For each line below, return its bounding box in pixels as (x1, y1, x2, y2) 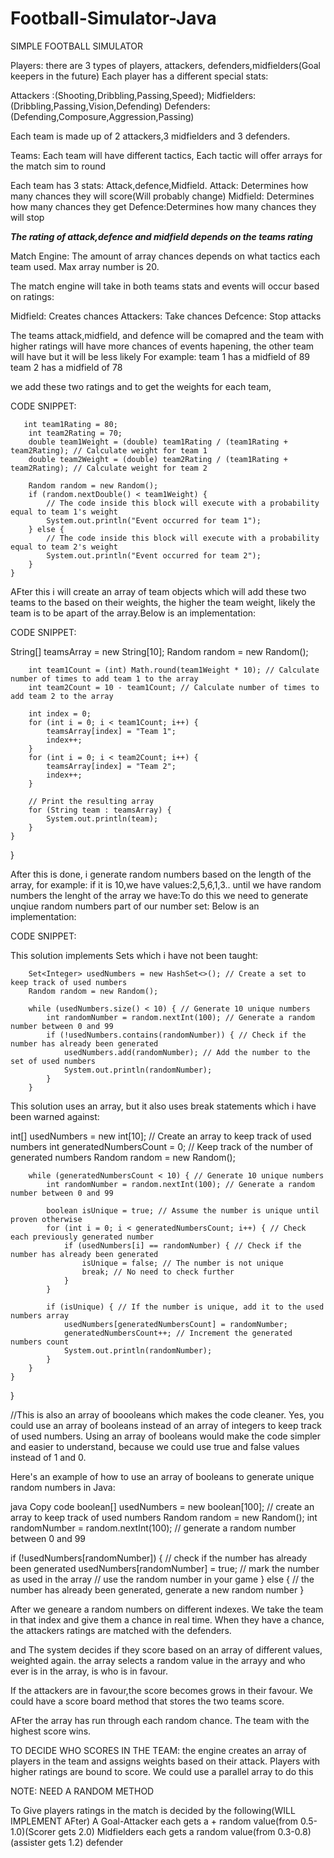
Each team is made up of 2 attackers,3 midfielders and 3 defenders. (10, 130, 291, 142)
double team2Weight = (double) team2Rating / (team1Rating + (28, 454, 288, 464)
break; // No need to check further (81, 1267, 235, 1277)
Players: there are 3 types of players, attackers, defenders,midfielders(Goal (10, 59, 321, 71)
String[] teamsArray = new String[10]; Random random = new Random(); (10, 645, 309, 657)
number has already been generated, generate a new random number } (10, 1583, 305, 1596)
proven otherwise (10, 1214, 83, 1224)
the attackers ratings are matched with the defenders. (10, 1624, 232, 1636)
